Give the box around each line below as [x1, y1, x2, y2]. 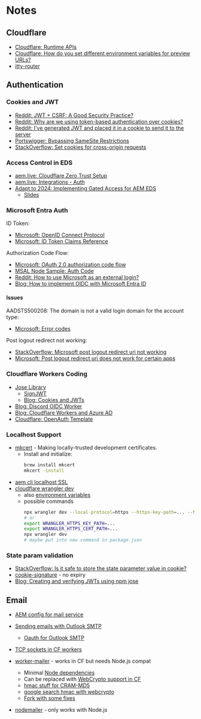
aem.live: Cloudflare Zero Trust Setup [14, 172, 108, 179]
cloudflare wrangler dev [14, 484, 74, 492]
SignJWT [23, 390, 47, 397]
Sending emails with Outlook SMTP [14, 622, 102, 630]
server [14, 130, 31, 138]
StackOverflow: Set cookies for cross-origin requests [14, 143, 147, 151]
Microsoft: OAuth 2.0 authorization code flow [14, 261, 126, 268]
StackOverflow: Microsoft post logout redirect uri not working [14, 349, 167, 356]
